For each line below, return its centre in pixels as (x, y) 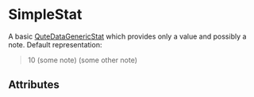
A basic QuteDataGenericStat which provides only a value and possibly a (127, 36)
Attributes (34, 85)
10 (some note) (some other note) (82, 60)
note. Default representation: (55, 44)
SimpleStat (45, 15)
